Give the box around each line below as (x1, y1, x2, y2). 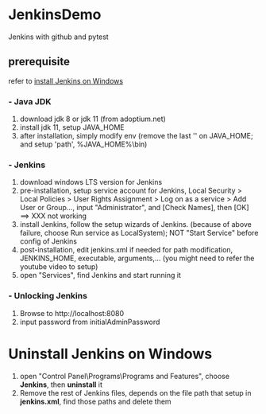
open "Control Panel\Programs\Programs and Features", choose (19, 371, 230, 381)
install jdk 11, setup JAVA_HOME (19, 123, 125, 132)
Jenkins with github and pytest (8, 32, 109, 41)
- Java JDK (8, 96, 52, 107)
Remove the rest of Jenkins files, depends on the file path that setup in (19, 388, 252, 397)
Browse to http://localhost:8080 (19, 308, 125, 318)
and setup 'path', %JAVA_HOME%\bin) (19, 139, 148, 149)
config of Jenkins (19, 236, 78, 246)
